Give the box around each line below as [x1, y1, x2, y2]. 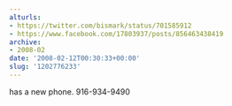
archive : [9, 37, 42, 47]
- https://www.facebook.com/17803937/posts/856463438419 [9, 29, 224, 38]
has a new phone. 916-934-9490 [9, 86, 131, 97]
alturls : [9, 12, 42, 22]
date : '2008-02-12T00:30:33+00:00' [9, 54, 141, 63]
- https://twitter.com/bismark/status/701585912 [9, 21, 192, 30]
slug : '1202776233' [9, 63, 81, 72]
